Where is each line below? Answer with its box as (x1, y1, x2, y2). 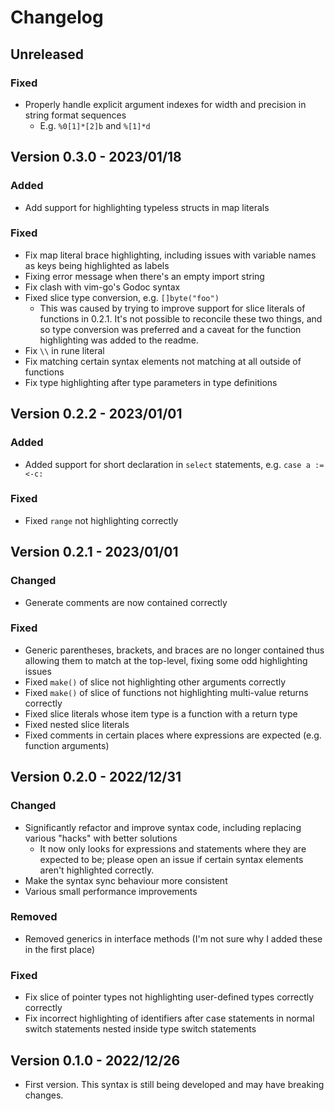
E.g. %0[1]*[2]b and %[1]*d (39, 119, 151, 131)
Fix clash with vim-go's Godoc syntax (24, 281, 181, 293)
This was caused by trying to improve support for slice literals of (39, 302, 306, 314)
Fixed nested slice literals (24, 718, 130, 730)
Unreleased (10, 46, 85, 63)
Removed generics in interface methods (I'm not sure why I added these (24, 932, 323, 945)
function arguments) (24, 739, 110, 751)
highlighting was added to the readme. (39, 334, 199, 346)
